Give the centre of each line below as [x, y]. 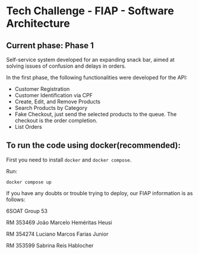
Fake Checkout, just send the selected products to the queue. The [96, 114]
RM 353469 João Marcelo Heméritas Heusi [59, 222]
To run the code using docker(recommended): [94, 146]
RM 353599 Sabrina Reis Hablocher [50, 245]
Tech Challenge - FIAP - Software [90, 11]
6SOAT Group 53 [27, 211]
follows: [16, 199]
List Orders [29, 127]
